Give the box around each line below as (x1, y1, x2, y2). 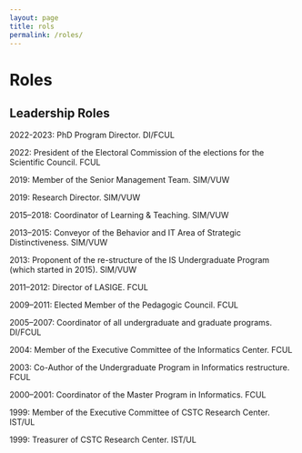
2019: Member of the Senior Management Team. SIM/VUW (9, 175, 230, 186)
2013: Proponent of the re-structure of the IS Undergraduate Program (9, 255, 270, 266)
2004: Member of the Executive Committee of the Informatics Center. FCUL (9, 345, 293, 356)
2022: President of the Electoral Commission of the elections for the (9, 147, 265, 158)
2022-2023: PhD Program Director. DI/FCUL (9, 129, 176, 141)
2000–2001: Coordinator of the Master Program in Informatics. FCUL (9, 389, 267, 400)
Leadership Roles (9, 106, 111, 121)
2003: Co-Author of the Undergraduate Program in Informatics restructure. (9, 362, 290, 373)
